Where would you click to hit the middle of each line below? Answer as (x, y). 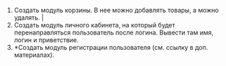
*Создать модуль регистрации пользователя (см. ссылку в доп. (111, 47)
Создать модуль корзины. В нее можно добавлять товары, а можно (117, 10)
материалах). (34, 55)
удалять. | (29, 18)
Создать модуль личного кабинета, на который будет (94, 25)
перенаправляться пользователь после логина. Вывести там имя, (113, 32)
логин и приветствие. (46, 40)
